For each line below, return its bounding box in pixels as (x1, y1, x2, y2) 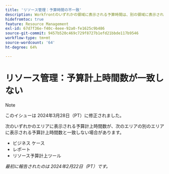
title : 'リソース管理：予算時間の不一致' (5, 7, 82, 13)
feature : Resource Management (5, 21, 69, 27)
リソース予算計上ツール (12, 152, 62, 158)
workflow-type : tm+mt (5, 36, 51, 41)
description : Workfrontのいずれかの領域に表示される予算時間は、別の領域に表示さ (5, 12, 160, 17)
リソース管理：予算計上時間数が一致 (5, 72, 155, 83)
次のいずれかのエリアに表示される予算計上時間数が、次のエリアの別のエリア (5, 123, 164, 129)
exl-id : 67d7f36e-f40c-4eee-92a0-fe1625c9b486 (5, 26, 105, 31)
